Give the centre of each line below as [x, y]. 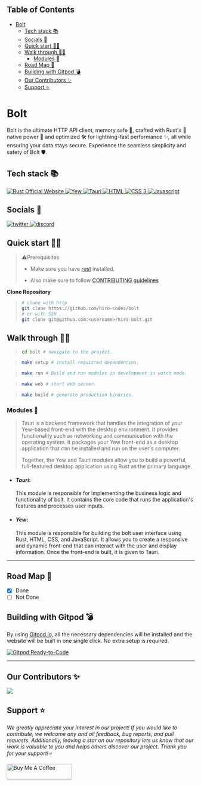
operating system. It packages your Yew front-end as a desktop [100, 442]
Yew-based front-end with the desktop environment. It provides [100, 429]
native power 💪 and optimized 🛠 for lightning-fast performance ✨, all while [99, 137]
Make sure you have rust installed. [72, 269]
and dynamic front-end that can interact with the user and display [96, 546]
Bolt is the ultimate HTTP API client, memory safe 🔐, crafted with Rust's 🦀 [97, 130]
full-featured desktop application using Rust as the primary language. [107, 466]
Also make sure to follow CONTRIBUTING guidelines [95, 280]
